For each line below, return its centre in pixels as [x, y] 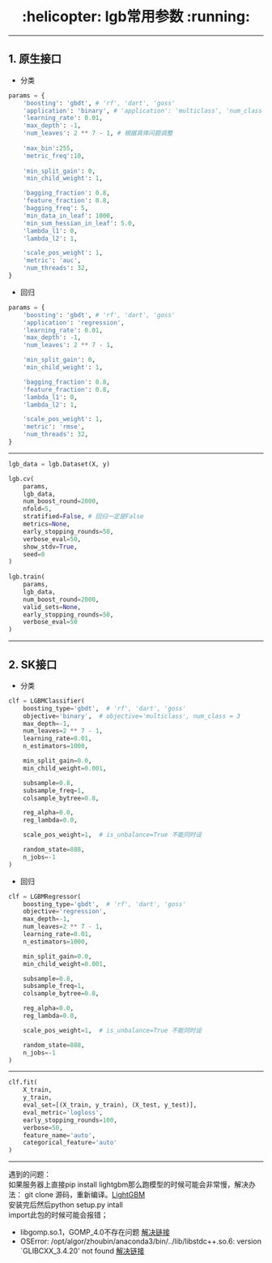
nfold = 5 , [38, 509]
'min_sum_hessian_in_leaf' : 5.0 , [79, 223]
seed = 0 [34, 554]
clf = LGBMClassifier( [47, 701]
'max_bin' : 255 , [49, 148]
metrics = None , [47, 524]
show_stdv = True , [51, 547]
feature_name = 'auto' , [59, 1135]
